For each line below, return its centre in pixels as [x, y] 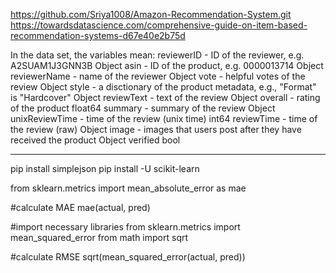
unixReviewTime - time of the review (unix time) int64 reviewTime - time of [164, 118]
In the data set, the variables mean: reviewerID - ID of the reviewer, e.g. [157, 55]
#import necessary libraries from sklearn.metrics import [125, 227]
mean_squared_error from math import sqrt [99, 237]
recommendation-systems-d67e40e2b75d [98, 35]
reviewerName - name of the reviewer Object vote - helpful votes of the [158, 76]
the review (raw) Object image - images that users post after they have [156, 129]
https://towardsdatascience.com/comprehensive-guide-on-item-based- [159, 25]
